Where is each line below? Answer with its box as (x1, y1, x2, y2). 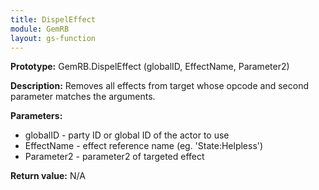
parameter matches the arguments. (10, 91, 156, 103)
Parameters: (10, 110, 63, 122)
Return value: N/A (10, 170, 86, 182)
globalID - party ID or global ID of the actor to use (24, 129, 230, 141)
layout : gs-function (10, 33, 97, 43)
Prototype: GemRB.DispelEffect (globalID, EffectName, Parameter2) (10, 61, 290, 73)
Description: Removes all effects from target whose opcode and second (10, 80, 309, 92)
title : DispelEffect (10, 14, 97, 25)
